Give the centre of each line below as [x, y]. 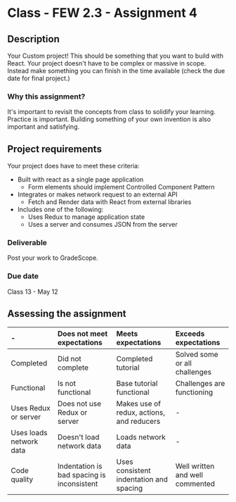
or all [183, 363]
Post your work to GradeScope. [53, 258]
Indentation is [80, 466]
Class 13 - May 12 [33, 291]
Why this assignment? [46, 96]
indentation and [142, 479]
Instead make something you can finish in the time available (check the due [116, 71]
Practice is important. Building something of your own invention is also [109, 119]
